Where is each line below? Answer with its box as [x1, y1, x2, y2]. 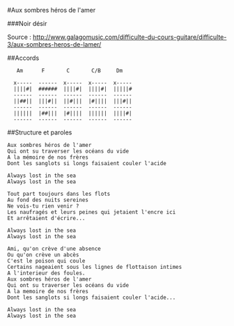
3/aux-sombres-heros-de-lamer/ [7, 40, 102, 48]
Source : [7, 33, 31, 41]
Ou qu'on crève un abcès [7, 251, 79, 258]
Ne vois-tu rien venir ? [7, 203, 79, 210]
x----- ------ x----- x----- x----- [13, 79, 132, 86]
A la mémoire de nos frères [7, 154, 89, 161]
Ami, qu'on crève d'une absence [7, 245, 101, 252]
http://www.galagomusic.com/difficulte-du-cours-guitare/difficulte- [32, 33, 227, 41]
